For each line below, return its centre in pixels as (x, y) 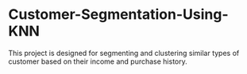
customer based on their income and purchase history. (98, 61)
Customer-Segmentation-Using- (118, 15)
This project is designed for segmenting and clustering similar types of (124, 53)
